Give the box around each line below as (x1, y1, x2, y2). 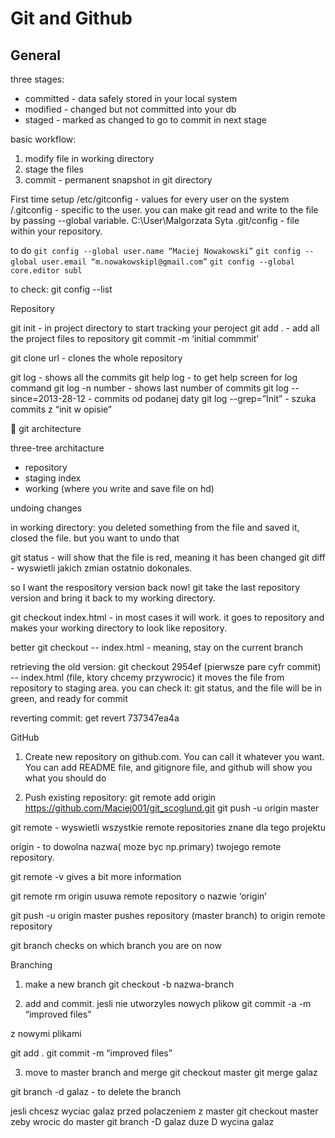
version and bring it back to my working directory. (10, 592, 216, 604)
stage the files (24, 163, 84, 175)
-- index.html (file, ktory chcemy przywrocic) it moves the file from (10, 672, 285, 683)
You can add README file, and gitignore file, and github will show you (24, 762, 313, 773)
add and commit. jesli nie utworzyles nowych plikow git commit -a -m (24, 998, 312, 1009)
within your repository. (10, 225, 103, 237)
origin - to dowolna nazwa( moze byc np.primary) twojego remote (10, 841, 282, 852)
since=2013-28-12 (10, 393, 87, 404)
